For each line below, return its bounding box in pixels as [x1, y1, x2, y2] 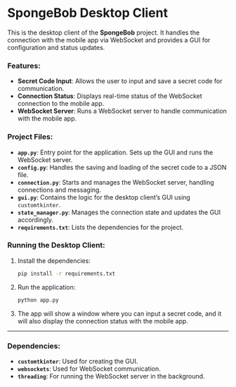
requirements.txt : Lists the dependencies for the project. [17, 223, 184, 231]
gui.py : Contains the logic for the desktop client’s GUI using [17, 192, 191, 202]
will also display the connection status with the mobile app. [17, 317, 188, 325]
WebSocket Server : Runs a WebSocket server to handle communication [17, 107, 227, 116]
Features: [7, 61, 41, 70]
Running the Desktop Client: [7, 240, 105, 250]
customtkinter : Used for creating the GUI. [17, 357, 138, 365]
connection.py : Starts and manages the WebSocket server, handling [17, 178, 214, 186]
